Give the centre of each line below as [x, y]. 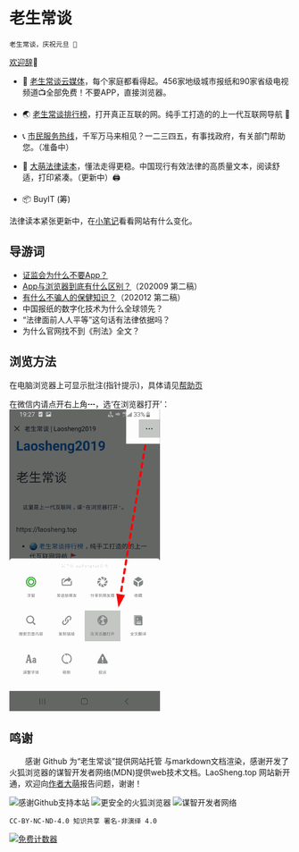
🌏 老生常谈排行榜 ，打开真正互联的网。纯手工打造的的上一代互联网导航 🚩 [156, 114]
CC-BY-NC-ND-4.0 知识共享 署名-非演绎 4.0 [83, 822]
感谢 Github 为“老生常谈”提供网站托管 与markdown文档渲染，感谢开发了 [157, 762]
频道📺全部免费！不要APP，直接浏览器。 [96, 92]
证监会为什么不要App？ [65, 274]
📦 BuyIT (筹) [46, 198]
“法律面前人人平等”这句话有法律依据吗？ [96, 319]
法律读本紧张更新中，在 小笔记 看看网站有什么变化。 [103, 221]
